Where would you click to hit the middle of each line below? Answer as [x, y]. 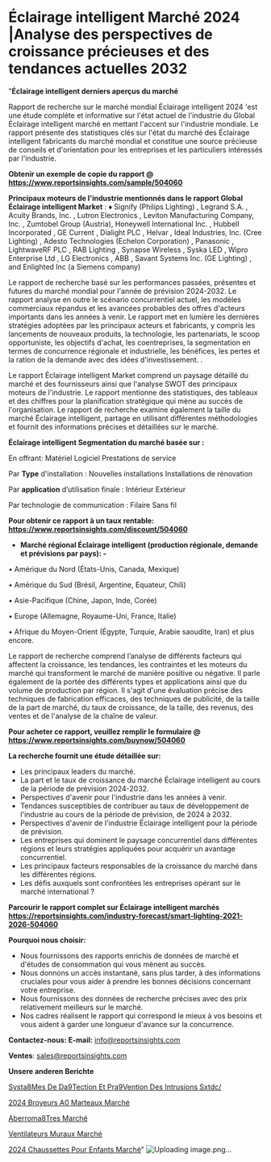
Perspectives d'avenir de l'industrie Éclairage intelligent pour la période [139, 823]
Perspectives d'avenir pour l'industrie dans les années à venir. [123, 797]
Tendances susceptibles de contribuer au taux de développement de [134, 805]
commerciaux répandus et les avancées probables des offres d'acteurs [127, 308]
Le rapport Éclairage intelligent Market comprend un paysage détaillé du [128, 375]
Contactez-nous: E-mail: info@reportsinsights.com [94, 1040]
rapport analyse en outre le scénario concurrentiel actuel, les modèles [125, 300]
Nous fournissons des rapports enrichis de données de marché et [129, 955]
